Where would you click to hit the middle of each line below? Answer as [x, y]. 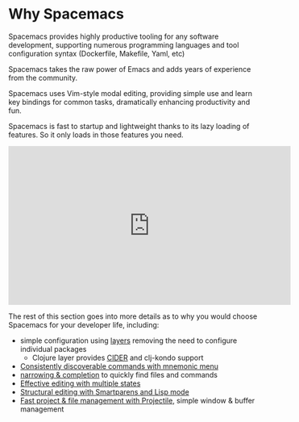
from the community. [43, 77]
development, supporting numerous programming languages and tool [124, 44]
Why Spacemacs [66, 14]
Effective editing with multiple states [80, 383]
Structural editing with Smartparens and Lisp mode [104, 391]
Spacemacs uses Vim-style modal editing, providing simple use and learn [130, 93]
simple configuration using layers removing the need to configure [129, 341]
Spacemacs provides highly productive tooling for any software [114, 36]
